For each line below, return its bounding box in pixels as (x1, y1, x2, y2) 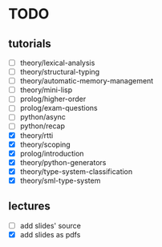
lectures (8, 200, 51, 213)
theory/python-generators (19, 157, 107, 167)
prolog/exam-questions (19, 103, 98, 113)
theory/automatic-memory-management (19, 76, 154, 86)
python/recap (19, 121, 66, 131)
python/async (19, 112, 67, 122)
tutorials (8, 37, 52, 51)
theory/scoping (19, 140, 71, 149)
